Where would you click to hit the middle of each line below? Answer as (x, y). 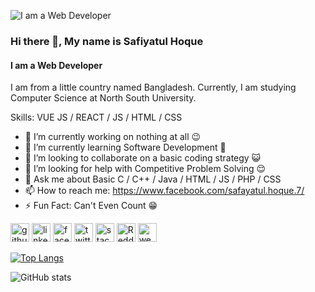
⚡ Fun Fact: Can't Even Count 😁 (91, 206)
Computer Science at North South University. (103, 98)
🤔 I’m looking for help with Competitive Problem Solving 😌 (145, 169)
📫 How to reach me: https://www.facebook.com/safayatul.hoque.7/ (164, 191)
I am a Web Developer (56, 65)
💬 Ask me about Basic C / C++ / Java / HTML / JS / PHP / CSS (153, 179)
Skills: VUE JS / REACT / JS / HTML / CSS (96, 117)
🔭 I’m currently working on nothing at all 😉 (113, 137)
